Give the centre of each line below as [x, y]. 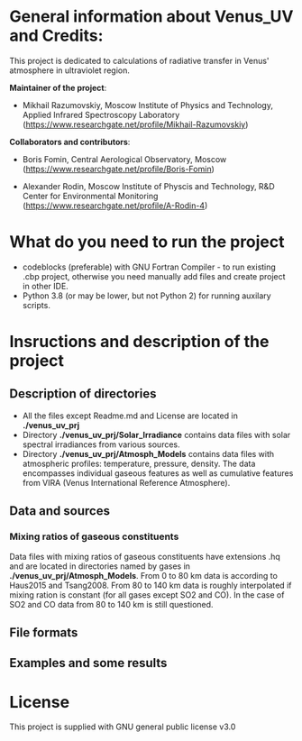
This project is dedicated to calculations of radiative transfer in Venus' [139, 60]
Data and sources [60, 511]
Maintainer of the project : [58, 87]
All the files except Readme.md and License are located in [130, 416]
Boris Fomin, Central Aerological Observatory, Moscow [124, 159]
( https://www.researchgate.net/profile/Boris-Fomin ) [118, 169]
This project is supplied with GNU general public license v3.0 [123, 727]
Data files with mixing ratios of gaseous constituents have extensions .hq [145, 556]
